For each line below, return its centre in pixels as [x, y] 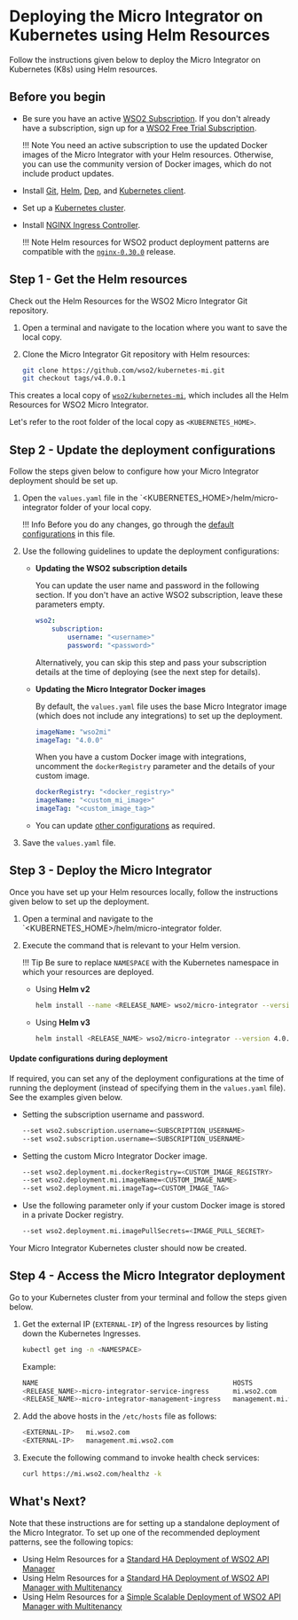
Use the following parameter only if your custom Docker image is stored [153, 1206]
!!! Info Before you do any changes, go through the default [128, 524]
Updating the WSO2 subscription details [111, 569]
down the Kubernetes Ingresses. [82, 1333]
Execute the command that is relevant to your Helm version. [131, 945]
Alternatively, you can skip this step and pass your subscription [151, 662]
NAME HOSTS [137, 1383]
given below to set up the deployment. [79, 901]
